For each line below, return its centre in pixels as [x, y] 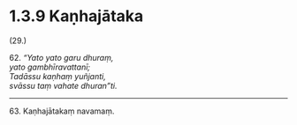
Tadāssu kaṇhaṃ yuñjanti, [57, 76]
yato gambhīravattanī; [50, 67]
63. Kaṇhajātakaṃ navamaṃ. [62, 111]
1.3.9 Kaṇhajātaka [76, 16]
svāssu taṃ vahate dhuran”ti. [63, 85]
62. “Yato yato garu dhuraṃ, [61, 57]
